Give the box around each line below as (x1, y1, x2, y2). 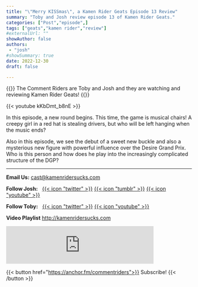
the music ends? (6, 126, 46, 133)
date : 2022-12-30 (6, 58, 49, 64)
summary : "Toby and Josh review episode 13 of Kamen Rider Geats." (6, 14, 176, 20)
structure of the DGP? (6, 157, 59, 164)
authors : (6, 42, 28, 48)
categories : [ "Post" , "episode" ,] (6, 19, 88, 25)
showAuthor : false (6, 36, 51, 42)
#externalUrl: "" (6, 31, 49, 37)
